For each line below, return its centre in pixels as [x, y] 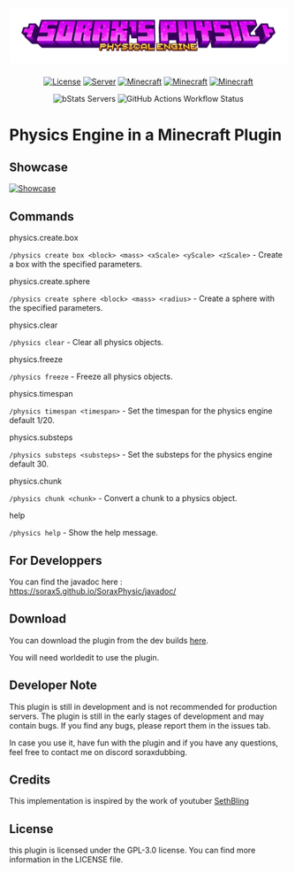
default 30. [29, 464]
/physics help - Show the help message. [84, 533]
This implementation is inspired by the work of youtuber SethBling [129, 801]
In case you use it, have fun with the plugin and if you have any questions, [144, 743]
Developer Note [53, 686]
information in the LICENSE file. [66, 860]
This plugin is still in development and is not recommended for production [143, 706]
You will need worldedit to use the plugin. [84, 657]
